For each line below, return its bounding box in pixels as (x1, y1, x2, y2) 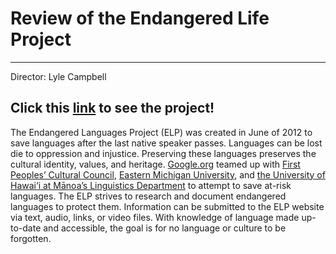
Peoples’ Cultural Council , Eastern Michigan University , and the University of (10, 168, 326, 181)
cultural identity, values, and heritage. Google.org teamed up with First (10, 158, 301, 170)
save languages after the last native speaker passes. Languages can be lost (10, 137, 323, 149)
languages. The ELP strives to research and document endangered (10, 190, 287, 202)
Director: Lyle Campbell (10, 70, 107, 82)
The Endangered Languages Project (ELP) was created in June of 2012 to (10, 126, 313, 138)
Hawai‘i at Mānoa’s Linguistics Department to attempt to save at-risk (10, 179, 292, 191)
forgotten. (10, 232, 52, 244)
